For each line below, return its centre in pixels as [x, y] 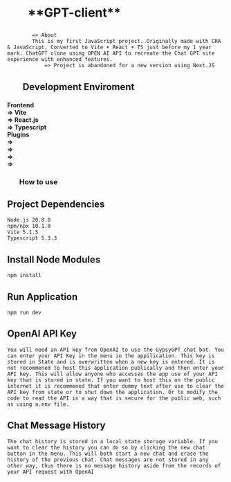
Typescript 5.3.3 [32, 238]
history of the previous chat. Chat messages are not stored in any [108, 459]
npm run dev [24, 312]
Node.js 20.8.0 [29, 220]
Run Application [43, 297]
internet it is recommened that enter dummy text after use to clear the [116, 386]
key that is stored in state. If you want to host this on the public [111, 380]
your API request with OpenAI [51, 472]
